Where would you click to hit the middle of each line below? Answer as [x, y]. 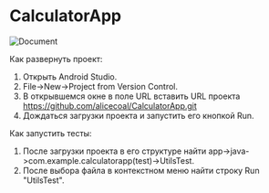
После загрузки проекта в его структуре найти [114, 151]
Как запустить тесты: [51, 133]
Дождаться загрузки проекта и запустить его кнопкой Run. [138, 115]
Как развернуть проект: [56, 59]
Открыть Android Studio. [70, 76]
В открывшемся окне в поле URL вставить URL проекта [131, 96]
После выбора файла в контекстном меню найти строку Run [141, 170]
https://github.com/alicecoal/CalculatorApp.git [110, 105]
